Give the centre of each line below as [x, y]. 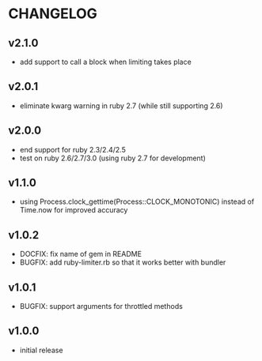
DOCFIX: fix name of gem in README [81, 254]
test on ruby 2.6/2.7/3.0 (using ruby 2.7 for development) [112, 158]
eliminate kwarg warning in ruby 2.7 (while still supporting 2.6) [121, 105]
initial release [41, 350]
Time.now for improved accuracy [74, 210]
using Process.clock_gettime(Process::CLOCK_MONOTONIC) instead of [137, 201]
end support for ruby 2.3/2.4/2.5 [73, 149]
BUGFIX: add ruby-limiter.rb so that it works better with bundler [123, 262]
